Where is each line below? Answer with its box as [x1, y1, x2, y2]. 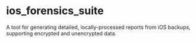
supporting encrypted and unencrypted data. [6, 29, 117, 37]
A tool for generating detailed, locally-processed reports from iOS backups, [6, 24, 191, 31]
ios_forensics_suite [6, 4, 104, 18]
